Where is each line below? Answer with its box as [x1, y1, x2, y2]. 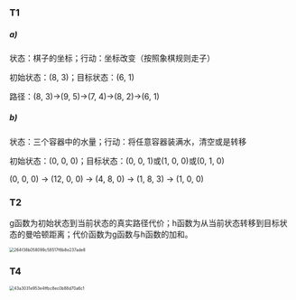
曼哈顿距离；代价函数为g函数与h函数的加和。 [24, 229, 193, 240]
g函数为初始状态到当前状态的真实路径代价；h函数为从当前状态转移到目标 [9, 218, 280, 229]
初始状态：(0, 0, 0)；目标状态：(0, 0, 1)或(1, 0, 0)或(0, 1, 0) [9, 155, 226, 166]
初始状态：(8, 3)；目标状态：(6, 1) [9, 71, 135, 82]
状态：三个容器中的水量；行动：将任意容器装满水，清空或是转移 [9, 136, 246, 146]
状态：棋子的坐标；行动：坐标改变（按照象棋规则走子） [9, 52, 215, 63]
